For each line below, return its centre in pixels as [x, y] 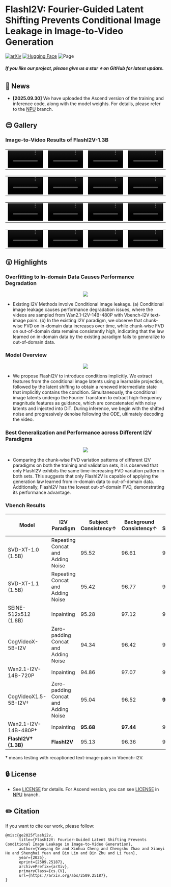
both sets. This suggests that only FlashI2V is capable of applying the [85, 476]
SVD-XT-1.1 [23, 583]
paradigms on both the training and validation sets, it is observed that [85, 465]
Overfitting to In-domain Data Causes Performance [70, 277]
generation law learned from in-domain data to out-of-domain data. [83, 482]
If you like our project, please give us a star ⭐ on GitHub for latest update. [85, 68]
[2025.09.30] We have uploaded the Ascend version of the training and [88, 99]
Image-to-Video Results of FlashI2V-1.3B [57, 140]
